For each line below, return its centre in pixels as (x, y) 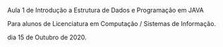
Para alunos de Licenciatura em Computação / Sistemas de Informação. (112, 23)
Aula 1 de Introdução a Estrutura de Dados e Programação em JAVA (106, 10)
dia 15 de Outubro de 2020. (47, 37)
